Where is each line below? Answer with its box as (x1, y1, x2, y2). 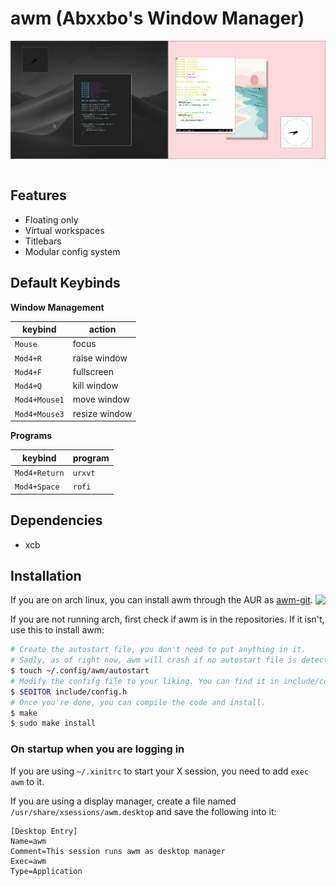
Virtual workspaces (24, 224, 105, 236)
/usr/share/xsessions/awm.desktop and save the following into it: (10, 805, 277, 817)
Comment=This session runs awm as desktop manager (10, 846, 226, 856)
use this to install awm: (10, 624, 105, 636)
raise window (72, 352, 128, 364)
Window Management (10, 301, 105, 313)
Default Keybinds (10, 275, 121, 292)
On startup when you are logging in (10, 742, 185, 756)
